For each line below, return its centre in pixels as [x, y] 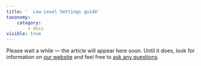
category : [29, 23]
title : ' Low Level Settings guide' [53, 12]
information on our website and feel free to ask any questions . [83, 57]
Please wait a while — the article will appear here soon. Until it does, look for [100, 51]
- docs [36, 28]
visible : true [24, 34]
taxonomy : [19, 17]
